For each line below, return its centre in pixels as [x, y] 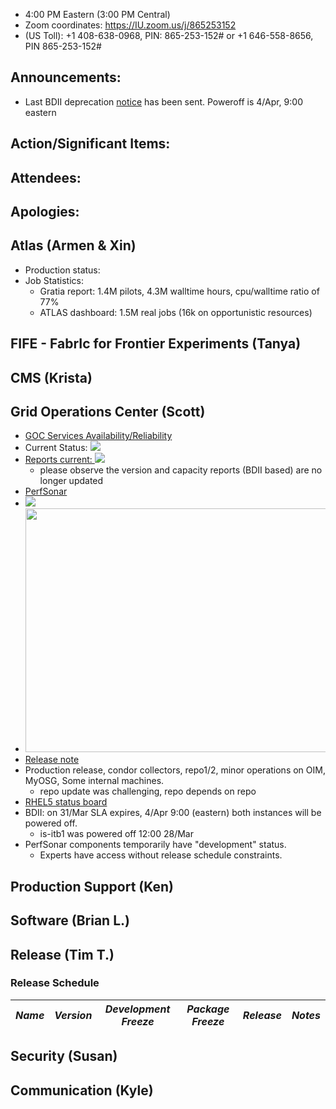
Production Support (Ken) [92, 886]
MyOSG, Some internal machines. [94, 781]
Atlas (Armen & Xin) [73, 245]
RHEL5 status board [66, 802]
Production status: [62, 270]
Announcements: [66, 77]
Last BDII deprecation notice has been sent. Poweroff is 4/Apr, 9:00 [163, 101]
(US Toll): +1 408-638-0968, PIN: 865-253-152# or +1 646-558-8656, [169, 35]
